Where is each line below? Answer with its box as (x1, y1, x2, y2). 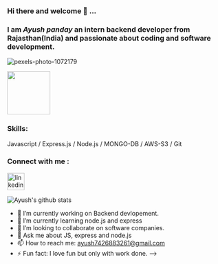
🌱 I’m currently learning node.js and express (17, 216, 142, 225)
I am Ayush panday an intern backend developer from (7, 24, 190, 34)
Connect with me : (7, 156, 70, 166)
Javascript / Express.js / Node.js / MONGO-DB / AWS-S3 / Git (7, 139, 182, 148)
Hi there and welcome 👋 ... (7, 6, 97, 16)
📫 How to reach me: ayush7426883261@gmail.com (17, 238, 165, 247)
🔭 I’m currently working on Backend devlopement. (17, 209, 160, 217)
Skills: (7, 124, 29, 134)
